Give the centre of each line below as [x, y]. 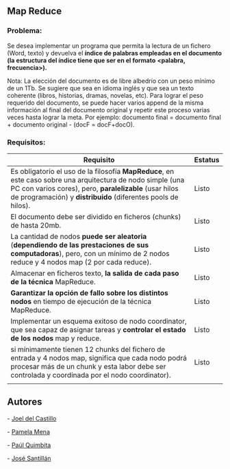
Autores [25, 402]
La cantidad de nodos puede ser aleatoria [79, 236]
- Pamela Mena [28, 431]
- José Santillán [29, 458]
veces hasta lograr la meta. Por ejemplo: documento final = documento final [114, 117]
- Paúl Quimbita [29, 445]
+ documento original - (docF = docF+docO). [71, 124]
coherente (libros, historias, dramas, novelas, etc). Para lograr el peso [105, 95]
